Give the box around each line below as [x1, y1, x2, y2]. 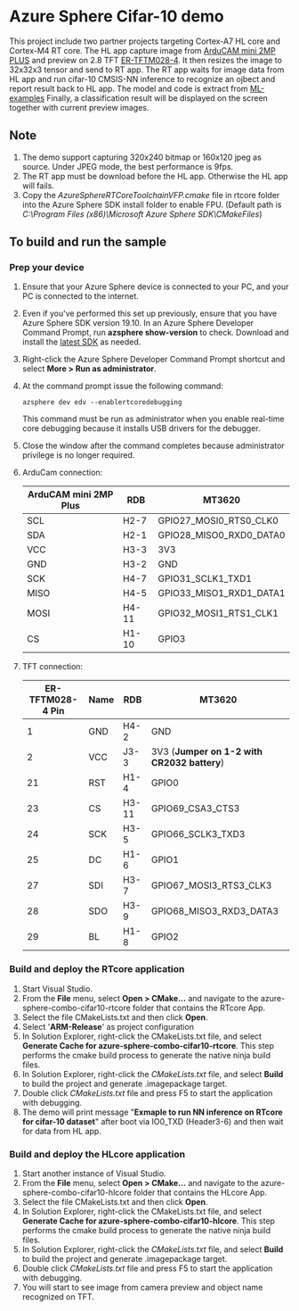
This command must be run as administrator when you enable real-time [21, 413, 285, 425]
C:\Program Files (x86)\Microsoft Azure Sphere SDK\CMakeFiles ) [21, 208, 263, 220]
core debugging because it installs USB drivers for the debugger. [21, 423, 261, 434]
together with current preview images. [9, 102, 149, 112]
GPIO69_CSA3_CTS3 [150, 802, 240, 815]
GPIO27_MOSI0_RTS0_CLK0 [158, 515, 279, 527]
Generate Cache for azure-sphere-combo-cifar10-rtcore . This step [21, 1040, 274, 1050]
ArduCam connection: [21, 467, 103, 478]
